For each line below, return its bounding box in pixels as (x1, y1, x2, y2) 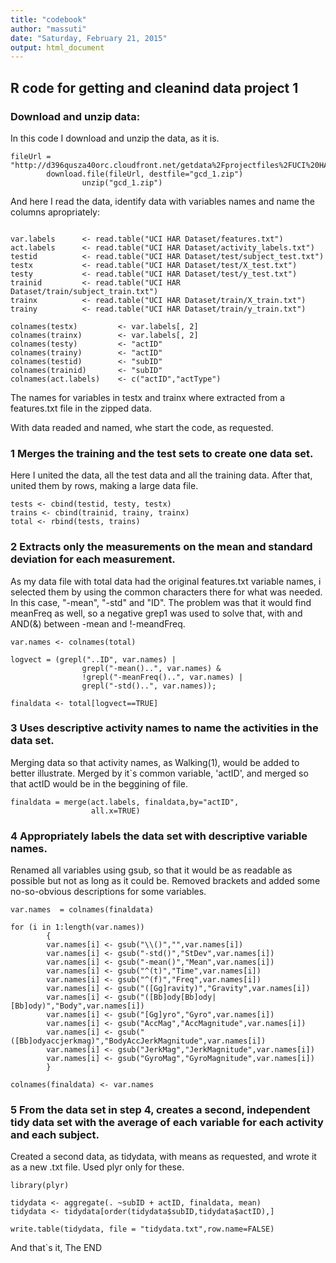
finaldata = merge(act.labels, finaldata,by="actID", (10, 797, 240, 807)
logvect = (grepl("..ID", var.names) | (10, 654, 177, 665)
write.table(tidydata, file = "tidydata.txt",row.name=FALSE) (10, 1224, 275, 1235)
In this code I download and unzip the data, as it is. (10, 132, 220, 144)
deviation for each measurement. (10, 552, 176, 566)
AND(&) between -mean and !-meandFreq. (10, 617, 186, 630)
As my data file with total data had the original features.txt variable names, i (10, 575, 322, 587)
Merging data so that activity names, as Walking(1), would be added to (10, 756, 300, 768)
